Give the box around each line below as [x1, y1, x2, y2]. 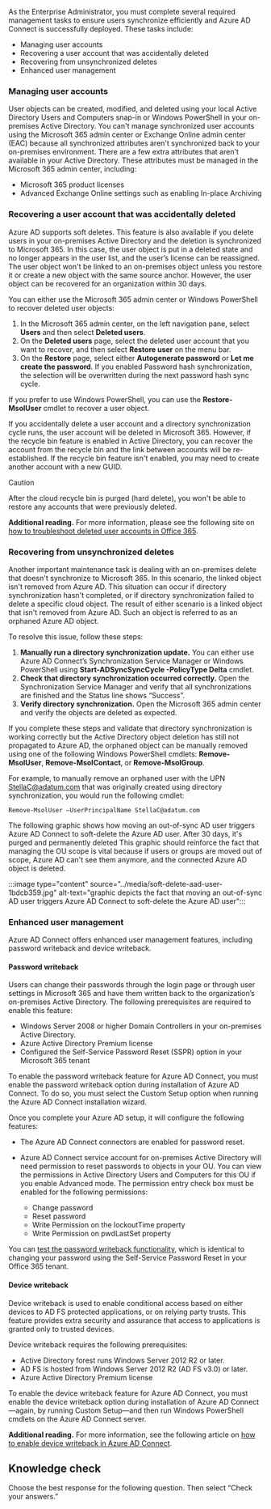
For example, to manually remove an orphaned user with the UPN [8, 773, 226, 783]
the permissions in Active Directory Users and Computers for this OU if [19, 1170, 256, 1180]
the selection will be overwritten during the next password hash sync [19, 370, 250, 379]
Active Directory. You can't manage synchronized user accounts [40, 121, 255, 131]
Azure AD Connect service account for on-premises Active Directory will [19, 1153, 262, 1163]
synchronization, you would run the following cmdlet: [8, 791, 185, 800]
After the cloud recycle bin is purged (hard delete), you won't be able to [8, 493, 246, 502]
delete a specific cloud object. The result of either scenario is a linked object [8, 599, 263, 608]
